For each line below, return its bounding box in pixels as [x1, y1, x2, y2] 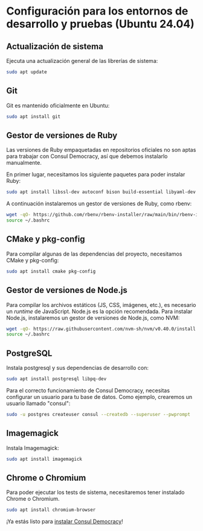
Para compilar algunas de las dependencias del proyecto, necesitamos [6, 250, 182, 257]
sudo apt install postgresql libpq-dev [6, 376, 107, 382]
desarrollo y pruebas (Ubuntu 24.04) [6, 17, 195, 31]
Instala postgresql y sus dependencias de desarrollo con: [6, 364, 149, 372]
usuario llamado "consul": [6, 400, 71, 407]
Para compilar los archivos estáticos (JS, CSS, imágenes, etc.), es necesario [6, 301, 196, 308]
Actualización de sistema [6, 41, 104, 51]
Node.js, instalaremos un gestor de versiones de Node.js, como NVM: [6, 314, 180, 322]
